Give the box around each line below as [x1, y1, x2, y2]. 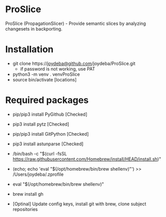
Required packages [5, 95, 89, 106]
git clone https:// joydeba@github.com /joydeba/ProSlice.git [12, 60, 136, 67]
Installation [5, 44, 54, 55]
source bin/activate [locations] [12, 76, 77, 82]
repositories [12, 206, 38, 212]
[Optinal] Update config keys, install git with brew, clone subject [12, 201, 146, 207]
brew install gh [12, 191, 44, 197]
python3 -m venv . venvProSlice [12, 71, 80, 77]
